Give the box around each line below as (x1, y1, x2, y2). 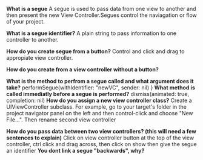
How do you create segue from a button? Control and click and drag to (6, 48, 185, 55)
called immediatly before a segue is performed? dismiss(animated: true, (6, 91, 190, 97)
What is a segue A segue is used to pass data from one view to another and (6, 5, 196, 12)
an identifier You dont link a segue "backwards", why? (6, 147, 145, 154)
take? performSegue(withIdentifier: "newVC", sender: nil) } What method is (6, 84, 195, 91)
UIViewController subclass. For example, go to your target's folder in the (6, 103, 187, 110)
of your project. (6, 18, 45, 25)
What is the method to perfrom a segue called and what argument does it (6, 78, 194, 85)
